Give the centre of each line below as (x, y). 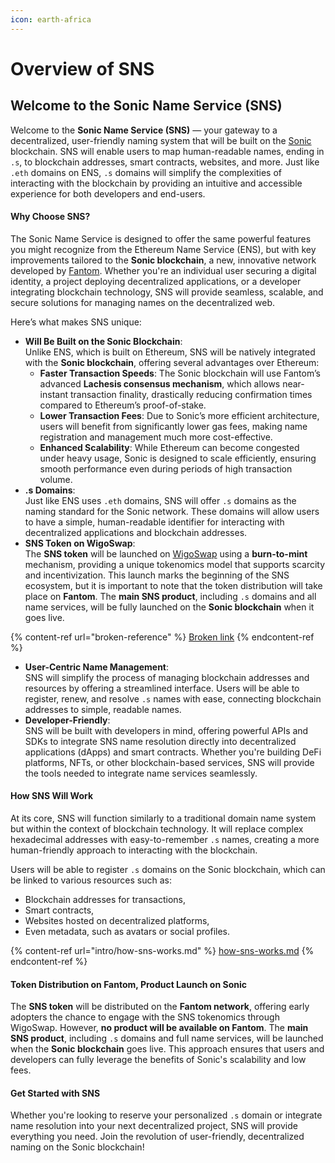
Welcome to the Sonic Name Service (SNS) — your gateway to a (144, 130)
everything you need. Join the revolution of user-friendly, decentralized (157, 1137)
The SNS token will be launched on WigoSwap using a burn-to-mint (166, 553)
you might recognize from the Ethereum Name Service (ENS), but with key (163, 249)
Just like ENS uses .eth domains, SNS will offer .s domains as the (160, 500)
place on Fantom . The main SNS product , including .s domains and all (170, 596)
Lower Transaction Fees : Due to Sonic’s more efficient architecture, (179, 415)
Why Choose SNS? (50, 217)
